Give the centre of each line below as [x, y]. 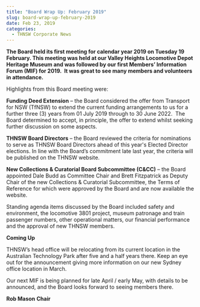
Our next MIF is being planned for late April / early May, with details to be [97, 281]
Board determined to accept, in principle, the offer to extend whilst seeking [100, 120]
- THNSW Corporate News [41, 35]
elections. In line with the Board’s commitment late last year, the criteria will [100, 151]
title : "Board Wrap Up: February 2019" [56, 12]
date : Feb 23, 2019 [31, 23]
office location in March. [37, 269]
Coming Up [21, 238]
